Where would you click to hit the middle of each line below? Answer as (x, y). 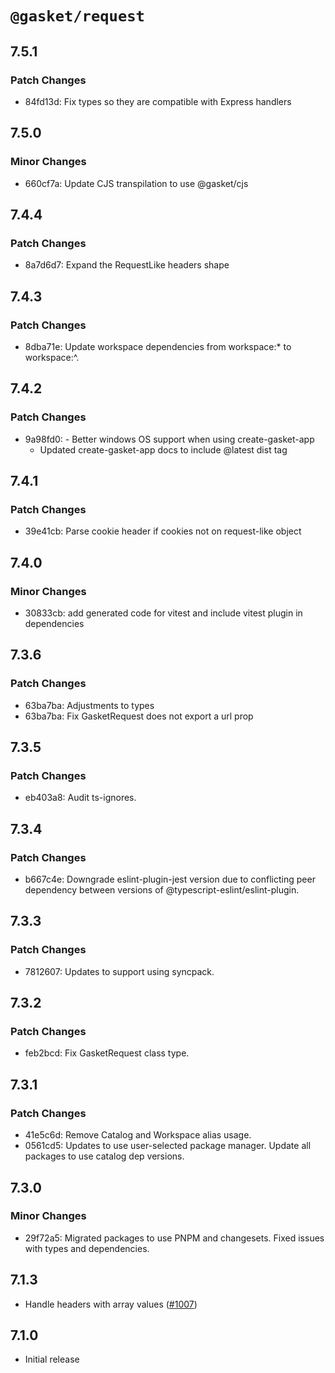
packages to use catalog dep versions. (104, 1156)
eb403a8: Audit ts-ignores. (80, 798)
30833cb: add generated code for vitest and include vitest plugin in (163, 613)
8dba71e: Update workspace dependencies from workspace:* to (158, 346)
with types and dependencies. (87, 1248)
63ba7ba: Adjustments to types (89, 705)
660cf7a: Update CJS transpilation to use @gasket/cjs (136, 183)
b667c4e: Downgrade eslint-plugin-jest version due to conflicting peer (170, 879)
